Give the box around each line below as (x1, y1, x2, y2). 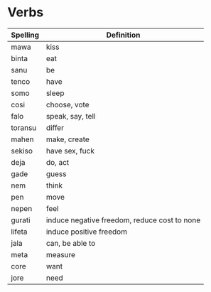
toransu (11, 122, 37, 132)
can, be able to (45, 238, 96, 248)
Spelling (11, 30, 40, 40)
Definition (106, 30, 141, 40)
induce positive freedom (45, 227, 128, 237)
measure (45, 249, 76, 259)
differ (45, 122, 64, 132)
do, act (45, 157, 70, 167)
